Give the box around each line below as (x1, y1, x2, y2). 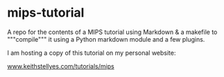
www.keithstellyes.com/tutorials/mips (7, 62, 114, 70)
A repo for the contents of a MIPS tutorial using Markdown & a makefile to (7, 28, 218, 36)
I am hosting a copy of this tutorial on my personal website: (7, 49, 176, 57)
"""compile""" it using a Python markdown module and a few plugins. (7, 35, 205, 43)
